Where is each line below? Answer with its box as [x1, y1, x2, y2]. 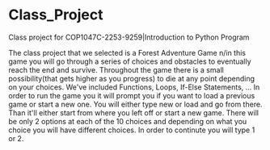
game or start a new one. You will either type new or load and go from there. [8, 99, 263, 109]
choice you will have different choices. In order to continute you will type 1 [8, 125, 255, 135]
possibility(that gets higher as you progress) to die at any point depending [8, 73, 255, 83]
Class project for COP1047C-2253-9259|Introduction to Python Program [8, 32, 250, 42]
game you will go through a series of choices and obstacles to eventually [8, 56, 252, 66]
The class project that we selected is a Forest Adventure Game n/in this [8, 48, 247, 57]
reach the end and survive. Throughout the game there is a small [8, 65, 224, 74]
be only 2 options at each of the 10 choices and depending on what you [8, 116, 247, 126]
